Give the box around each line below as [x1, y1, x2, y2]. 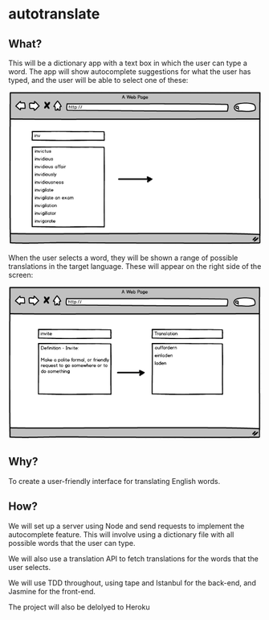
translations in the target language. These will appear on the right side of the [8, 262, 262, 271]
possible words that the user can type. [8, 538, 136, 548]
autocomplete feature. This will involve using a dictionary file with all [8, 529, 234, 539]
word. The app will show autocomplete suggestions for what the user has [8, 67, 251, 76]
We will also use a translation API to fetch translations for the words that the [8, 553, 259, 564]
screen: [8, 271, 34, 280]
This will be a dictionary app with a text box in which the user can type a [8, 58, 247, 68]
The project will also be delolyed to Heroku [8, 601, 150, 612]
